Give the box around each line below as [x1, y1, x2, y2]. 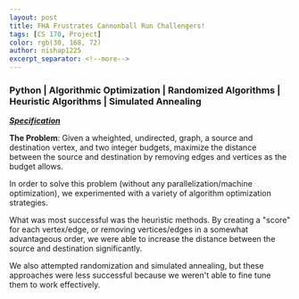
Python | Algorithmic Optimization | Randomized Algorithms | [9, 84, 281, 96]
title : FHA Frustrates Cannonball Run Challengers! [9, 21, 205, 30]
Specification [9, 115, 61, 126]
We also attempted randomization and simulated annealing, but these [9, 261, 264, 271]
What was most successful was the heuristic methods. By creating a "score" [9, 215, 291, 226]
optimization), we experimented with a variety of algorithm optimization [9, 188, 272, 199]
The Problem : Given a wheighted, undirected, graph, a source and [9, 133, 253, 144]
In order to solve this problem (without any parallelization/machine [9, 179, 253, 189]
